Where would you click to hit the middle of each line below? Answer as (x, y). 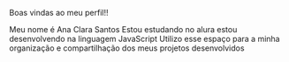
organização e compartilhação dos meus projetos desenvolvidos (127, 48)
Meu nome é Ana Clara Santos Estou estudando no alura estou (123, 29)
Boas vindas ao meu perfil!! (59, 13)
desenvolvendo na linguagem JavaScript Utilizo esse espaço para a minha (144, 39)
